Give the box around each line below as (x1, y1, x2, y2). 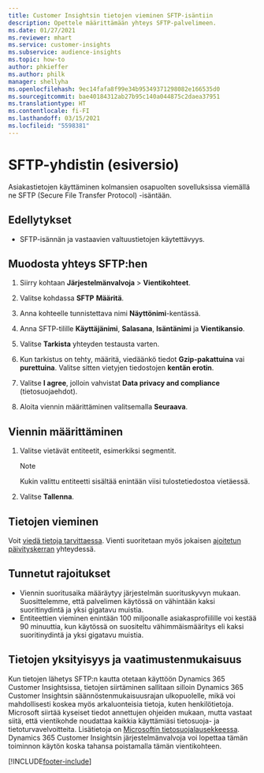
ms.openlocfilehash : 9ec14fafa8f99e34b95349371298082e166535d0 (8, 85, 221, 93)
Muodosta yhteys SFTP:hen (8, 257, 148, 270)
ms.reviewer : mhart (8, 33, 73, 42)
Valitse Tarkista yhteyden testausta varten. (19, 339, 160, 349)
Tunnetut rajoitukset (8, 567, 111, 581)
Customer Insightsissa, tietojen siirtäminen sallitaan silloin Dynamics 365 (8, 682, 244, 692)
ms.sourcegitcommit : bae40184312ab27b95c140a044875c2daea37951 (8, 92, 221, 100)
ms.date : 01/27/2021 (8, 26, 76, 34)
